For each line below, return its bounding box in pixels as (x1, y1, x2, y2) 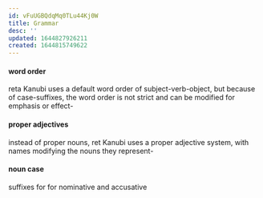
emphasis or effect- (8, 101, 74, 111)
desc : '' (8, 26, 38, 34)
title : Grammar (8, 19, 59, 27)
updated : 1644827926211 (8, 34, 88, 42)
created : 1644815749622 (8, 42, 88, 50)
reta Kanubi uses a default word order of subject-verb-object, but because (8, 84, 256, 94)
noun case (8, 164, 44, 174)
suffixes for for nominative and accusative (8, 182, 148, 192)
